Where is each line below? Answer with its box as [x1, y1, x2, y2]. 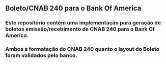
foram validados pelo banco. [5, 52, 77, 59]
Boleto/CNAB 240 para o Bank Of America [5, 4, 142, 13]
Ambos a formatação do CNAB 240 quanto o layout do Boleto [5, 46, 160, 53]
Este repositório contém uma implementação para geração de [5, 19, 161, 26]
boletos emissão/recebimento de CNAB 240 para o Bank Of [5, 25, 155, 33]
